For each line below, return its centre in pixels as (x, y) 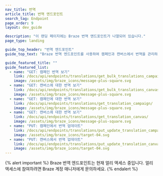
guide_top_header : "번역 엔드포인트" (40, 49)
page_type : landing (25, 41)
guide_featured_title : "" (31, 63)
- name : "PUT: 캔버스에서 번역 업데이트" (46, 139)
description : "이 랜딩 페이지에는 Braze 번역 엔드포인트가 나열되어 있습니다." (75, 36)
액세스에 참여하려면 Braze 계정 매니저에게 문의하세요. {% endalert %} (72, 169)
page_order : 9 (19, 23)
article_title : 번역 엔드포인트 (34, 14)
